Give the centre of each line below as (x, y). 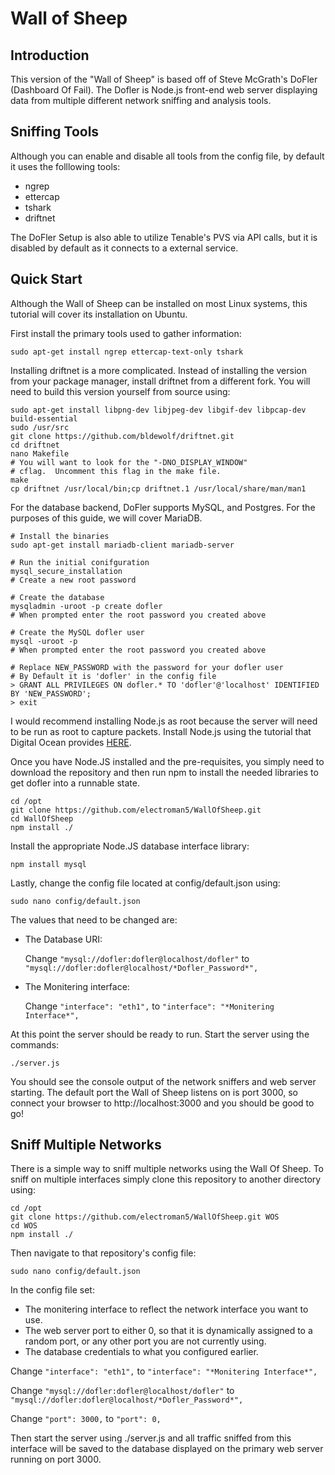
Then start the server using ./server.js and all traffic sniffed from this (151, 1438)
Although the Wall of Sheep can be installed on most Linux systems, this (159, 303)
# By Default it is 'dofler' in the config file (113, 676)
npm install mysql (48, 864)
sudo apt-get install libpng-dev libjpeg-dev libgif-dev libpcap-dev (158, 410)
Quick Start (46, 279)
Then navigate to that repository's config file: (103, 1253)
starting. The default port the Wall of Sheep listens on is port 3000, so (154, 1092)
